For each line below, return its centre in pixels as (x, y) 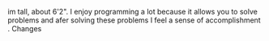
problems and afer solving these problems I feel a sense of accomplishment (134, 20)
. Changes (25, 29)
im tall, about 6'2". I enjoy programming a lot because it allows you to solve (133, 12)
